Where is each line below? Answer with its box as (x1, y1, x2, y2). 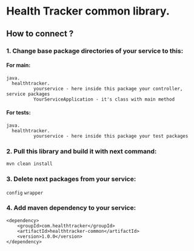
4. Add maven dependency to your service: (6, 204, 136, 212)
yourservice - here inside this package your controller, (33, 85, 183, 92)
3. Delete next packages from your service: (6, 175, 136, 183)
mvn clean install (6, 161, 53, 167)
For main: (6, 62, 31, 69)
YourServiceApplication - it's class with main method (33, 96, 175, 102)
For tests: (6, 109, 32, 116)
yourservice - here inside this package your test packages (33, 133, 189, 139)
